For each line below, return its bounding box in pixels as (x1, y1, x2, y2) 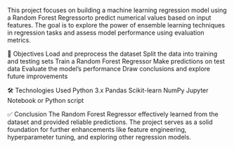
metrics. (7, 36, 32, 44)
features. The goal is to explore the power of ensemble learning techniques (7, 21, 226, 29)
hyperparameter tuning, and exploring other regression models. (7, 133, 192, 141)
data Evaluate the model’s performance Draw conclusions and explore (7, 65, 211, 73)
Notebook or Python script (7, 97, 84, 104)
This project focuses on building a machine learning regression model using (7, 6, 227, 14)
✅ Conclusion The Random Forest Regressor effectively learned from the (7, 110, 219, 118)
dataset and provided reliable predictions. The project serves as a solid (7, 118, 213, 126)
